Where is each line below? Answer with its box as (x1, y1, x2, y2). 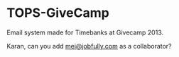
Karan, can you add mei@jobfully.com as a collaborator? (6, 42, 172, 50)
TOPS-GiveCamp (6, 5, 109, 21)
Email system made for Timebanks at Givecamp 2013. (6, 28, 164, 37)
